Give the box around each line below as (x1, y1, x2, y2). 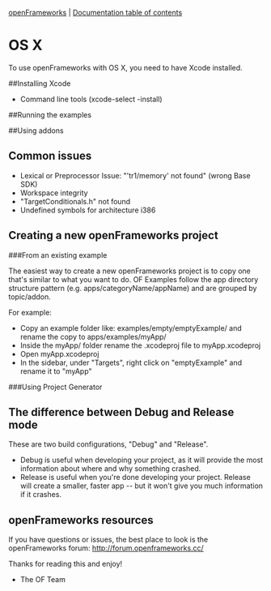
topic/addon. (8, 292, 51, 302)
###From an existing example (8, 250, 108, 259)
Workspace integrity (19, 187, 88, 198)
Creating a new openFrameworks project (8, 229, 218, 242)
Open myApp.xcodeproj (19, 349, 100, 358)
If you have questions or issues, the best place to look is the (8, 535, 209, 545)
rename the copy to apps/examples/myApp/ (19, 332, 167, 341)
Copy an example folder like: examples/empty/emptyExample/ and (19, 323, 242, 332)
